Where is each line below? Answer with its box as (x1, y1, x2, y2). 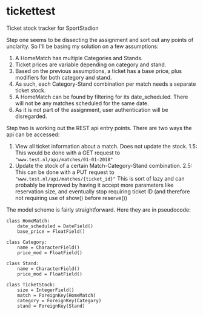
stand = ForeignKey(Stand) (17, 303, 85, 309)
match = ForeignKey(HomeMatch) (17, 292, 96, 299)
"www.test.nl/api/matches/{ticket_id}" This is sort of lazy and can (15, 175, 185, 182)
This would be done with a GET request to (15, 149, 120, 156)
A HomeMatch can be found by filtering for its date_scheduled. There (15, 93, 188, 100)
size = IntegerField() (17, 287, 75, 293)
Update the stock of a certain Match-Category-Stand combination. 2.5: (15, 162, 193, 169)
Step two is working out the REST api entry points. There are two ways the (6, 124, 192, 131)
